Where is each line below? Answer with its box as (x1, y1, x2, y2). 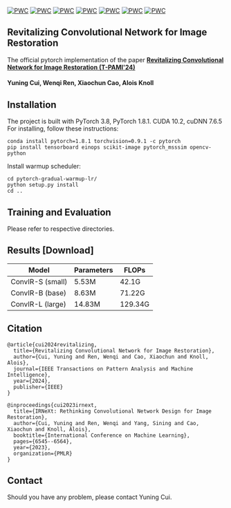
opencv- (190, 144, 212, 151)
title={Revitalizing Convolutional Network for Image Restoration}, (13, 347, 215, 354)
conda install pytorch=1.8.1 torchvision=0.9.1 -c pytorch (7, 138, 181, 145)
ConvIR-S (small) (10, 276, 68, 286)
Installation (7, 99, 57, 111)
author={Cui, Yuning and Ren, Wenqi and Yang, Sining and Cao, (13, 420, 199, 426)
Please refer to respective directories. (7, 225, 115, 233)
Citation (7, 323, 43, 335)
